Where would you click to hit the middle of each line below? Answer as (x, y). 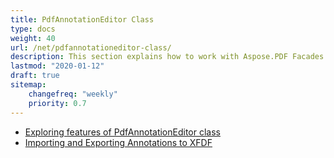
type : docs (33, 29)
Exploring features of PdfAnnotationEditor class (122, 132)
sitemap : (28, 85)
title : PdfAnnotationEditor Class (82, 19)
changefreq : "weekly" (73, 94)
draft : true (35, 76)
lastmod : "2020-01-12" (57, 66)
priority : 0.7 (57, 103)
